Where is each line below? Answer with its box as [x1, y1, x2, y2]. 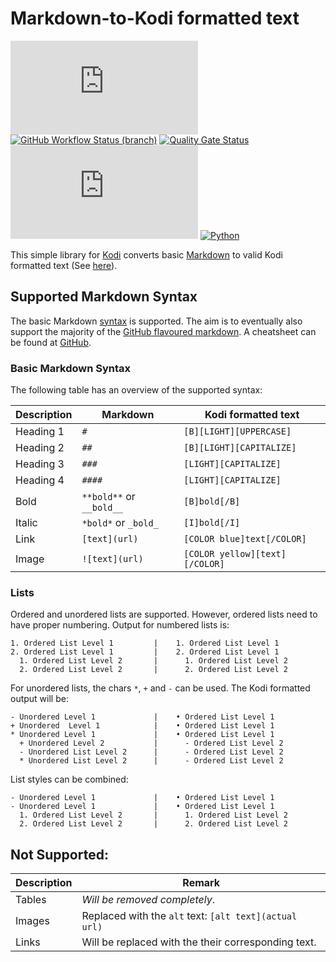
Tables [15, 893, 47, 907]
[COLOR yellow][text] [183, 548, 287, 560]
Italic [15, 516, 38, 530]
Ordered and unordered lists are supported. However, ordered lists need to [10, 608, 318, 621]
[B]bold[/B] [183, 496, 241, 507]
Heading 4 [15, 473, 65, 487]
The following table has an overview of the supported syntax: [10, 384, 263, 396]
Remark [182, 876, 221, 890]
